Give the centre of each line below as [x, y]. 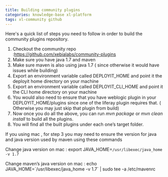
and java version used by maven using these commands [64, 139]
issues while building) [35, 70]
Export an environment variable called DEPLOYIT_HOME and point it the [87, 76]
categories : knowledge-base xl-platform [49, 15]
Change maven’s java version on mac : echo [51, 164]
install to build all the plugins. [43, 119]
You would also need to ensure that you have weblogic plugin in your [84, 97]
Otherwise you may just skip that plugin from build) [66, 108]
